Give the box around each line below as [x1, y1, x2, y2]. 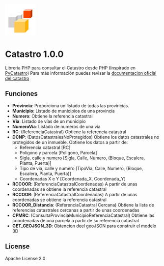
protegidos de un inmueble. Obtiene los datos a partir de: [12, 139, 128, 145]
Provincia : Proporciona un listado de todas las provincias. [12, 102, 129, 109]
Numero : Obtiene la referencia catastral [12, 113, 93, 119]
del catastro [5, 75, 29, 81]
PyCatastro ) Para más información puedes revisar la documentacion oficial [5, 70, 157, 76]
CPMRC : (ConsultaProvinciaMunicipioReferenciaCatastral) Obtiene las [12, 212, 155, 218]
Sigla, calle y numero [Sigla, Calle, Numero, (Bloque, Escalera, [19, 155, 145, 161]
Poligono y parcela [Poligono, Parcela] [19, 149, 97, 155]
